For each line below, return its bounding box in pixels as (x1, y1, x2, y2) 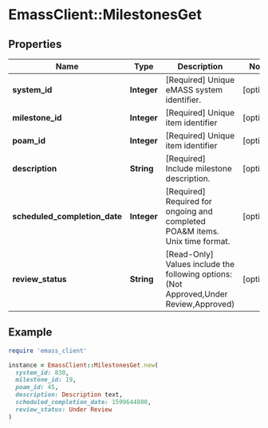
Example (8, 325, 53, 340)
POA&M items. (165, 226, 219, 237)
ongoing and (165, 206, 213, 217)
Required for (165, 196, 213, 206)
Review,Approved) (165, 299, 235, 309)
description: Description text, (15, 391, 124, 399)
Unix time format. (165, 236, 231, 246)
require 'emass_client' (8, 347, 88, 355)
